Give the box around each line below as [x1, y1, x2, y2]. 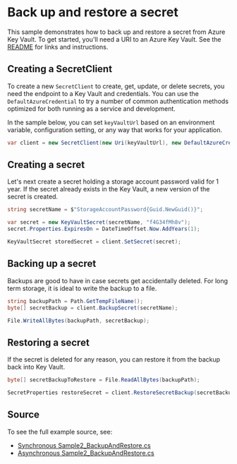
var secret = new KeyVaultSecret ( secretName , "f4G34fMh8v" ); [7, 219, 191, 226]
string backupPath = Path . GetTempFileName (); [7, 297, 143, 304]
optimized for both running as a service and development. [7, 104, 176, 113]
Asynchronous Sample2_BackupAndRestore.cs [17, 448, 154, 457]
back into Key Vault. [7, 363, 66, 371]
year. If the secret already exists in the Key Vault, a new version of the [7, 185, 210, 194]
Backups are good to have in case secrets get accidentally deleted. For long [7, 276, 228, 285]
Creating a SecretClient [7, 63, 113, 75]
